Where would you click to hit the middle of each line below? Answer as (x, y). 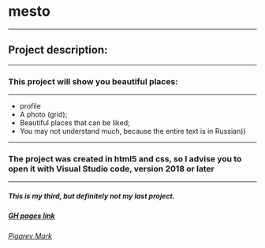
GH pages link (32, 216)
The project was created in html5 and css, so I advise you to (125, 158)
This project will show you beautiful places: (93, 81)
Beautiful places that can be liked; (75, 123)
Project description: (58, 50)
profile (30, 106)
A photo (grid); (43, 115)
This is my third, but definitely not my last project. (91, 196)
